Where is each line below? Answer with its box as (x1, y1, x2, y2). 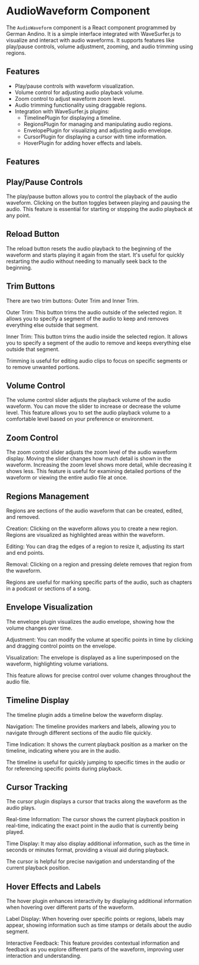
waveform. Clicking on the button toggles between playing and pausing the (6, 199, 190, 206)
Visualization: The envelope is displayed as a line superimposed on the (6, 654, 179, 661)
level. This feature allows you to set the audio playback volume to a (6, 409, 170, 416)
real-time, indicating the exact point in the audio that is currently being (6, 822, 178, 830)
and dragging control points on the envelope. (6, 642, 117, 649)
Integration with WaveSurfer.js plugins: (14, 107, 110, 115)
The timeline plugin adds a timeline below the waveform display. (6, 711, 163, 718)
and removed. (6, 514, 40, 521)
